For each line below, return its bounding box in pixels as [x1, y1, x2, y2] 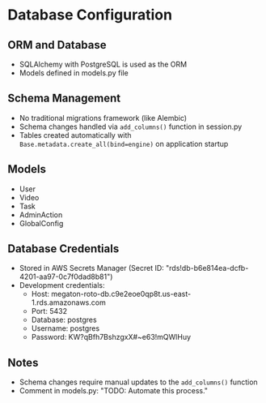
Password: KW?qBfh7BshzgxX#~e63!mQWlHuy [31, 332, 192, 342]
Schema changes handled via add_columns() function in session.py [19, 122, 243, 131]
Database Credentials [7, 242, 120, 256]
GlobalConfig [19, 218, 64, 228]
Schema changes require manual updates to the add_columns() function [19, 377, 258, 387]
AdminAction [19, 209, 63, 220]
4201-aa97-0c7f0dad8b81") [19, 272, 113, 281]
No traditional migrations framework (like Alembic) [19, 113, 188, 122]
